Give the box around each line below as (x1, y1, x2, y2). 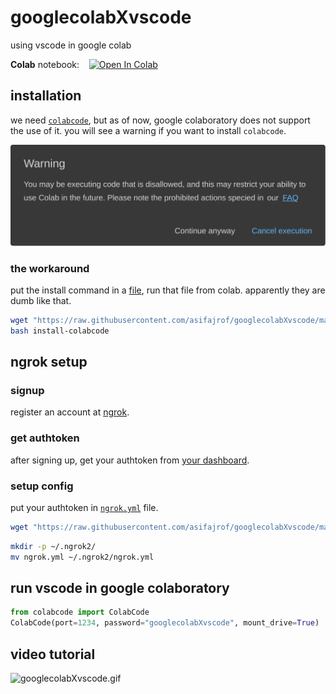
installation (10, 87, 82, 105)
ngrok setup (10, 354, 88, 371)
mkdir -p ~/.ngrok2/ (10, 541, 97, 551)
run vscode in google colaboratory (10, 580, 230, 597)
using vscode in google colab (10, 39, 132, 51)
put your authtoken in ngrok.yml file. (10, 502, 159, 513)
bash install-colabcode (10, 326, 110, 336)
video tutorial (10, 646, 96, 663)
